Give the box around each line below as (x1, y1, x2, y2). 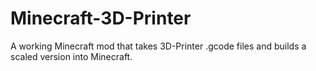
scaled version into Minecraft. (10, 50, 133, 62)
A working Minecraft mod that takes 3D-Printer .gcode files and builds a (10, 40, 307, 52)
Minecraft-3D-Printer (10, 7, 192, 30)
